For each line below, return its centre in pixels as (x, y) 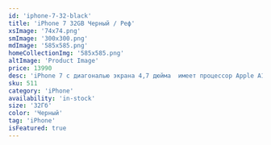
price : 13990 (30, 68)
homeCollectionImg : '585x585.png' (67, 53)
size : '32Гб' (30, 106)
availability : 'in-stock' (52, 98)
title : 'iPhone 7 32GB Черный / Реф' (72, 23)
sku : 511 (23, 83)
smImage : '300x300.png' (48, 38)
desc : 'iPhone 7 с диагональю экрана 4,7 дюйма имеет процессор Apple (131, 76)
